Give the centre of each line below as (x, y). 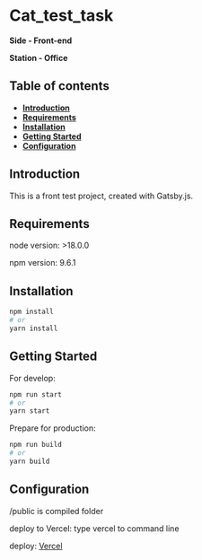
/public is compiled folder (57, 511)
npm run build (36, 445)
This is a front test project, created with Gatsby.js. (101, 196)
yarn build (30, 461)
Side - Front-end (41, 40)
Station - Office (39, 57)
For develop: (32, 378)
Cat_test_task (61, 16)
